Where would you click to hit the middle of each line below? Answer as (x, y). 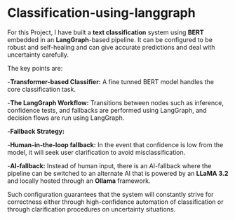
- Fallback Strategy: (36, 131)
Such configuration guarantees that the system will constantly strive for (110, 194)
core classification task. (41, 89)
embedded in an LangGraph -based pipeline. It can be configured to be (110, 39)
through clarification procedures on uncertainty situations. (92, 209)
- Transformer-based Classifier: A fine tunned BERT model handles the (110, 81)
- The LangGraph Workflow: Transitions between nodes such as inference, (116, 102)
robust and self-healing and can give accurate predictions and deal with (111, 47)
